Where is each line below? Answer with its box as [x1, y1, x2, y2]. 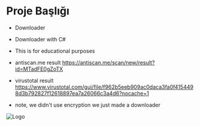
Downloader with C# [14, 35, 66, 43]
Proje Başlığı [6, 4, 70, 18]
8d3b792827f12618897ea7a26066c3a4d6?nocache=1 [14, 89, 149, 97]
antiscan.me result [14, 59, 61, 66]
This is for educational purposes [14, 47, 95, 55]
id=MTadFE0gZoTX [14, 65, 63, 73]
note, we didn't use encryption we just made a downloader [14, 101, 161, 109]
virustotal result [14, 77, 54, 84]
